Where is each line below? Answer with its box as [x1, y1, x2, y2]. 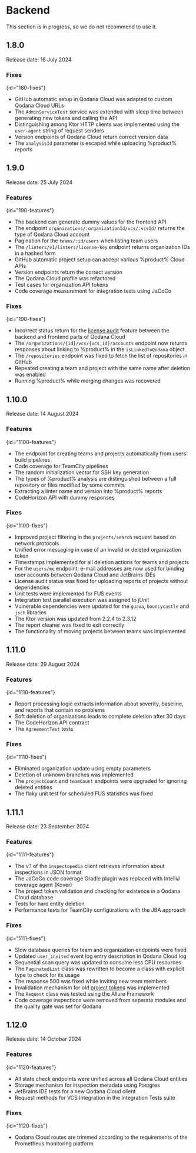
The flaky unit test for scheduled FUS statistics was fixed [14, 790, 153, 797]
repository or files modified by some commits [14, 481, 125, 488]
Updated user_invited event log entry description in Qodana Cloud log [14, 953, 187, 960]
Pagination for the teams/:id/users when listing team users [14, 237, 158, 244]
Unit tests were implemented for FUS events [14, 590, 122, 597]
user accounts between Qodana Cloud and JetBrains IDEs [14, 571, 156, 578]
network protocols [14, 539, 59, 547]
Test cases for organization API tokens [14, 281, 109, 289]
